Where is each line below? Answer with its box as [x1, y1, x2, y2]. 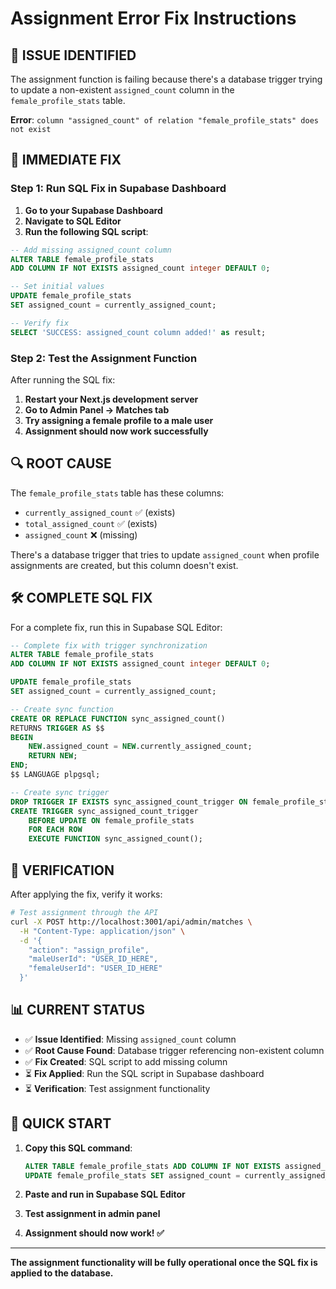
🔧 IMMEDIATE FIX [10, 152, 122, 169]
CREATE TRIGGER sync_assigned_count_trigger [10, 806, 199, 816]
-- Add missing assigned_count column [10, 245, 172, 255]
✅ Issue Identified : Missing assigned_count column [24, 1033, 237, 1045]
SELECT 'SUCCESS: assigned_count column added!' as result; [10, 327, 267, 337]
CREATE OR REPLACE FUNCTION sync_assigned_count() [10, 713, 226, 724]
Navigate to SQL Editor [24, 215, 122, 227]
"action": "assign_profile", [28, 945, 150, 955]
